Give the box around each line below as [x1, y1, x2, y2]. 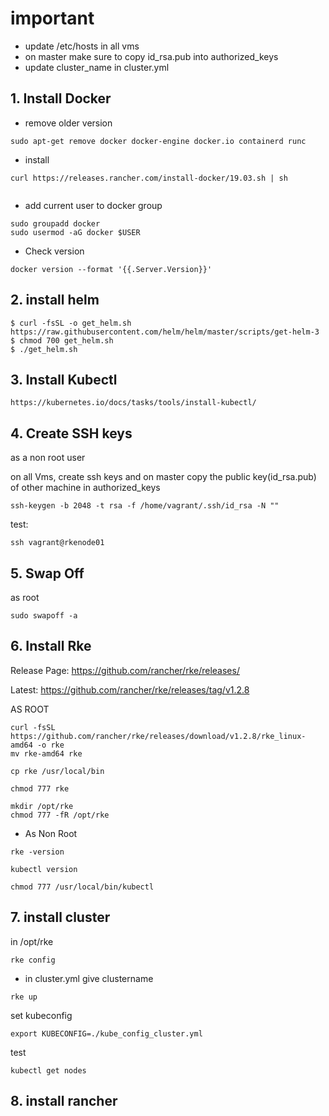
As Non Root [24, 827, 78, 839]
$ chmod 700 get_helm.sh [10, 335, 114, 346]
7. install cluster [10, 909, 111, 926]
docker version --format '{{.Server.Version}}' [10, 264, 213, 274]
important [10, 7, 95, 30]
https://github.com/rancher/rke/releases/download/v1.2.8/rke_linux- [10, 731, 307, 741]
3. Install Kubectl [10, 371, 118, 388]
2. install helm [10, 292, 100, 309]
